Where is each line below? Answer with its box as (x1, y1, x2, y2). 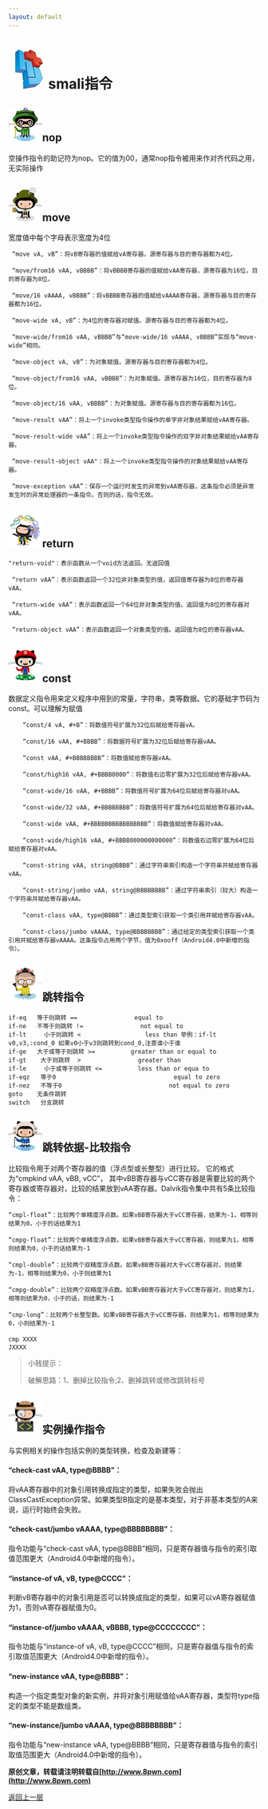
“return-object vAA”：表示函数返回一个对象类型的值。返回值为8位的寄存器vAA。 (11, 626, 249, 634)
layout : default (8, 13, 62, 21)
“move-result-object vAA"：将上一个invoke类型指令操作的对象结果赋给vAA (11, 458, 237, 466)
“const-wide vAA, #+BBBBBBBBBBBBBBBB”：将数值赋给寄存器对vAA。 (22, 820, 227, 829)
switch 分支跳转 (8, 1099, 65, 1107)
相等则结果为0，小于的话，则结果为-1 (8, 1294, 114, 1302)
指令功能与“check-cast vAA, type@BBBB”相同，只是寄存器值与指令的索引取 (8, 1543, 258, 1553)
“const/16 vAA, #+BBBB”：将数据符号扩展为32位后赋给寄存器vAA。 (22, 738, 221, 746)
